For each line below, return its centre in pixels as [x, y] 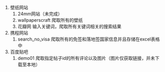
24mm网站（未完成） [40, 14]
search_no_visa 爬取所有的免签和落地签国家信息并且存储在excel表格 [89, 39]
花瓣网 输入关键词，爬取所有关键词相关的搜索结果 [70, 26]
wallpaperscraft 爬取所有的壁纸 [50, 20]
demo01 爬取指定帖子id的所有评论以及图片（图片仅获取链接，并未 [86, 58]
